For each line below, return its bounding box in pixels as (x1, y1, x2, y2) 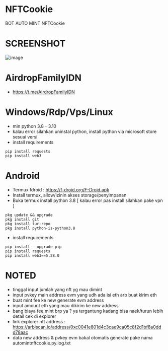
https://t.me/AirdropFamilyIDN (12, 89, 75, 95)
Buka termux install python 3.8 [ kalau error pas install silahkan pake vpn (12, 197, 163, 203)
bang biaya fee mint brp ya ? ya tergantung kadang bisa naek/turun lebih (12, 308, 163, 314)
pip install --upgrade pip (5, 244, 62, 249)
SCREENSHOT (5, 38, 66, 49)
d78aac (12, 329, 29, 335)
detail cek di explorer (12, 313, 56, 319)
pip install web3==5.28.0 (5, 253, 59, 258)
